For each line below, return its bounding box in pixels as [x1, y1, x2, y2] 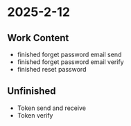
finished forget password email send [17, 50, 122, 58]
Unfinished [7, 85, 57, 97]
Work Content [7, 32, 69, 44]
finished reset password [17, 65, 87, 73]
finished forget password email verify [17, 58, 124, 66]
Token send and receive [17, 104, 87, 112]
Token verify [17, 111, 53, 119]
